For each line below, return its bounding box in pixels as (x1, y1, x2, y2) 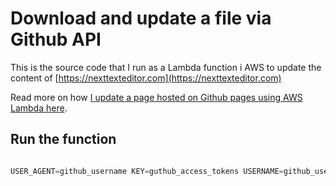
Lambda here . (10, 102, 68, 114)
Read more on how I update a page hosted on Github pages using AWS (10, 91, 303, 103)
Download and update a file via (10, 7, 272, 30)
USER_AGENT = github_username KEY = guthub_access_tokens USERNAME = (10, 166, 284, 176)
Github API (10, 28, 102, 51)
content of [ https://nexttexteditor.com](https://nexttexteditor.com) (10, 72, 282, 84)
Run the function (10, 131, 117, 148)
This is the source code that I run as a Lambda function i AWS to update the (10, 61, 322, 73)
